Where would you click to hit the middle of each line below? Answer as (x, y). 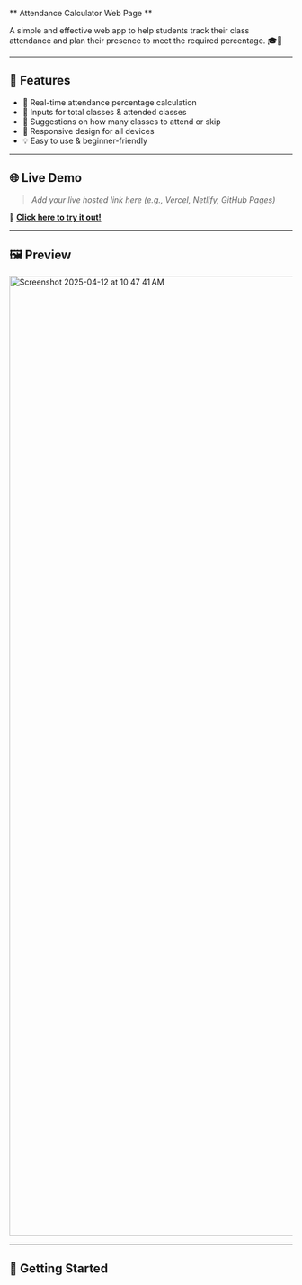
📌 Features (40, 81)
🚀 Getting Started (59, 1268)
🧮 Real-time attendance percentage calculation (110, 102)
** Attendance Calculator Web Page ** (81, 13)
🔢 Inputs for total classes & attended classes (104, 112)
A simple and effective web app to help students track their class (129, 30)
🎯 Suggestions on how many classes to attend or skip (122, 122)
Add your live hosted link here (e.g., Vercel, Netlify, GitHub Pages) (153, 199)
